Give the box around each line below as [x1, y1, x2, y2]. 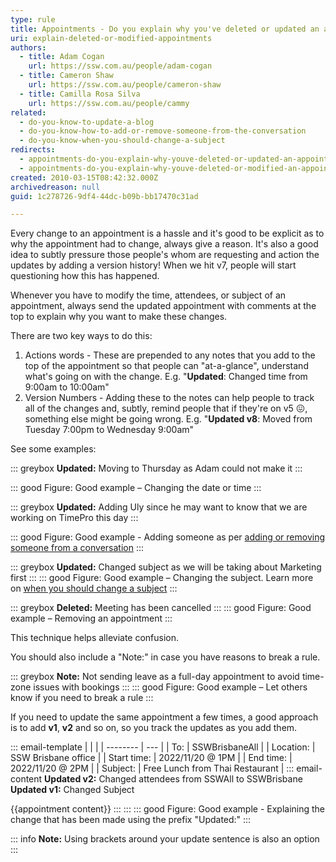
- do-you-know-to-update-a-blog [19, 117, 155, 127]
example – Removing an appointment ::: [10, 612, 173, 625]
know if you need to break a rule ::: [10, 692, 154, 704]
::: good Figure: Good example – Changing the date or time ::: [10, 482, 262, 494]
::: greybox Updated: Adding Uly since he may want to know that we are [10, 501, 308, 513]
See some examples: [10, 443, 97, 455]
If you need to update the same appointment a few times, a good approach [10, 711, 319, 723]
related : [10, 107, 47, 118]
